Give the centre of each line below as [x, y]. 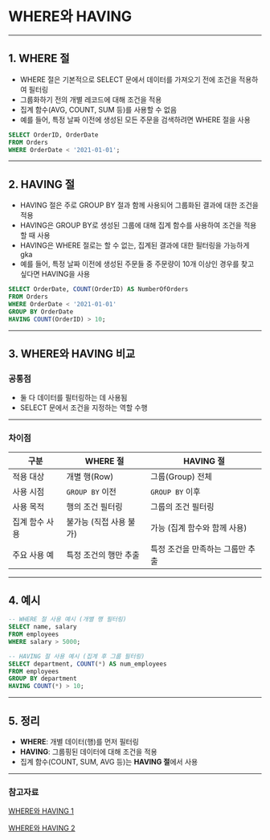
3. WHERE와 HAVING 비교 [72, 353]
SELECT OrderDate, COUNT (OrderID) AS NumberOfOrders [98, 289]
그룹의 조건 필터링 [182, 506]
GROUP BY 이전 [91, 491]
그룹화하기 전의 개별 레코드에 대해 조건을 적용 [91, 99]
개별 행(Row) [90, 477]
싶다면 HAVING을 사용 [55, 274]
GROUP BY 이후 [176, 491]
